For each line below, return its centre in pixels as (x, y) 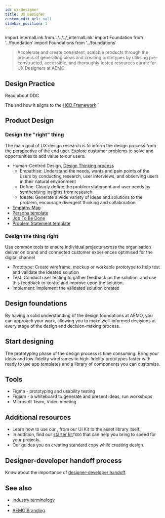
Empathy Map (26, 208)
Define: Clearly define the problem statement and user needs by (85, 186)
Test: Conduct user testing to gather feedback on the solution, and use (84, 278)
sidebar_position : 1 (26, 23)
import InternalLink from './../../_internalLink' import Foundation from (74, 38)
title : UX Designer (25, 14)
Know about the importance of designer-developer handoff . (66, 473)
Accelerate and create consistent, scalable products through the (83, 52)
